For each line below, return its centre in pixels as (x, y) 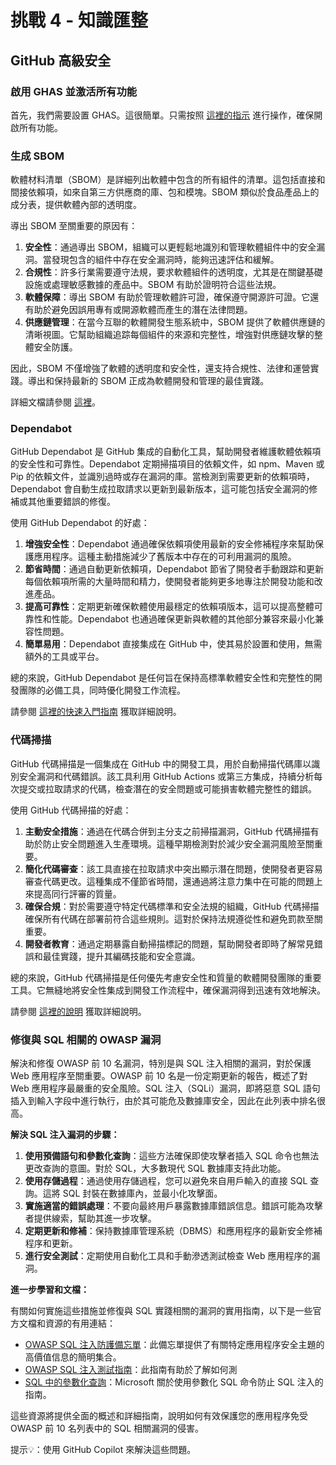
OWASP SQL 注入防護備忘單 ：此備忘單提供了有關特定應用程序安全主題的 (174, 1345)
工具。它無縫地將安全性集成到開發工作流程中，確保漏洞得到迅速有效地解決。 (168, 990)
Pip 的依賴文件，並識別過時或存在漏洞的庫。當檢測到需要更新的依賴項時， (162, 477)
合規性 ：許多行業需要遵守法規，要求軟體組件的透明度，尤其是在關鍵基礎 (173, 272)
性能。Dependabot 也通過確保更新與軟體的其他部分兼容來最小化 (183, 619)
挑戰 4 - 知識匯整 (79, 20)
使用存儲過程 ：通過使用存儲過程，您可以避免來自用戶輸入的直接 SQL (166, 1181)
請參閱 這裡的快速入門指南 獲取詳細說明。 (96, 712)
